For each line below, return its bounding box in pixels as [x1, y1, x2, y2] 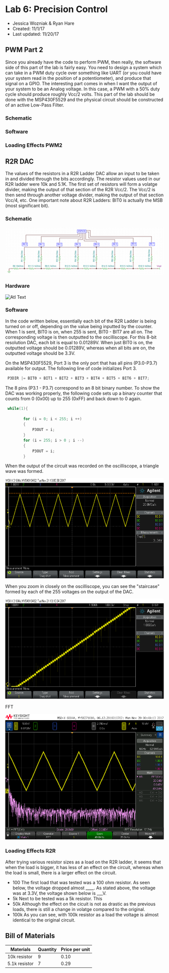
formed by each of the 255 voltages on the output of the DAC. [5, 589, 134, 595]
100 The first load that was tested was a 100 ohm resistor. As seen [12, 879, 150, 885]
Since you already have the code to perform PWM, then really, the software [5, 59, 161, 65]
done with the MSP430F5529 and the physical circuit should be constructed [5, 96, 163, 102]
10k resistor [7, 954, 33, 960]
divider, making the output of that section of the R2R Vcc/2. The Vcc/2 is [5, 187, 155, 193]
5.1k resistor [7, 960, 34, 967]
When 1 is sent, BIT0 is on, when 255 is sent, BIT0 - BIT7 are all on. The [5, 329, 153, 335]
